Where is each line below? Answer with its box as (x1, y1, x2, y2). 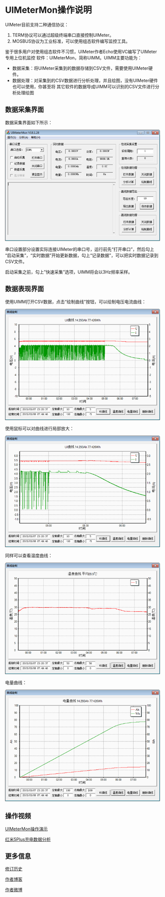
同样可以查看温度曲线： (5, 553, 53, 559)
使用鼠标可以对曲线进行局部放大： (5, 426, 74, 432)
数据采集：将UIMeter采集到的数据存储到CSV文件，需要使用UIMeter (12, 65, 149, 71)
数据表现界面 (5, 285, 44, 293)
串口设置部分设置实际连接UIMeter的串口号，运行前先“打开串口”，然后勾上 (5, 246, 155, 252)
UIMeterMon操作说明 (5, 4, 92, 16)
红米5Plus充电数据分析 (5, 836, 51, 842)
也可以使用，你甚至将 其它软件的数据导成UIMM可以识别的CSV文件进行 (12, 83, 156, 89)
